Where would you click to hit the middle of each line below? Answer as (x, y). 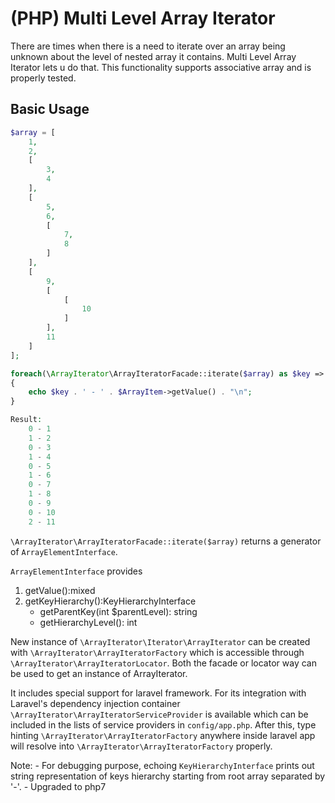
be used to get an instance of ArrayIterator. (99, 673)
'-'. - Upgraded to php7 (58, 786)
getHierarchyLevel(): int (88, 622)
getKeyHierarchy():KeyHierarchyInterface (110, 601)
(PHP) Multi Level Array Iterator (143, 18)
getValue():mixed (60, 590)
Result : (26, 420)
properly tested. (43, 78)
